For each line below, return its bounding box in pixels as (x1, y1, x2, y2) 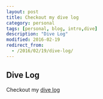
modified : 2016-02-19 (6, 37, 60, 43)
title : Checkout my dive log (6, 14, 79, 20)
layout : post (6, 8, 39, 15)
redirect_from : (6, 43, 44, 49)
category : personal (6, 20, 55, 26)
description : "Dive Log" (6, 31, 68, 37)
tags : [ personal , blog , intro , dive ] (6, 25, 98, 32)
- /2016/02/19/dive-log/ (11, 48, 74, 54)
